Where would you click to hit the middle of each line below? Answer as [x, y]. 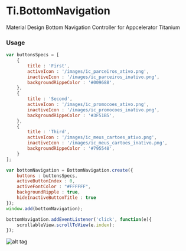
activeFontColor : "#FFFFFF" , [54, 187]
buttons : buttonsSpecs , [47, 176]
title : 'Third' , [48, 132]
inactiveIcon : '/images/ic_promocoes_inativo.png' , [94, 110]
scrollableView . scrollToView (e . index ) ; [66, 225]
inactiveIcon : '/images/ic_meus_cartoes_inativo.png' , [97, 143]
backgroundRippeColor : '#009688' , [71, 82]
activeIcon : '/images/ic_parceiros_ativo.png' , [88, 71]
